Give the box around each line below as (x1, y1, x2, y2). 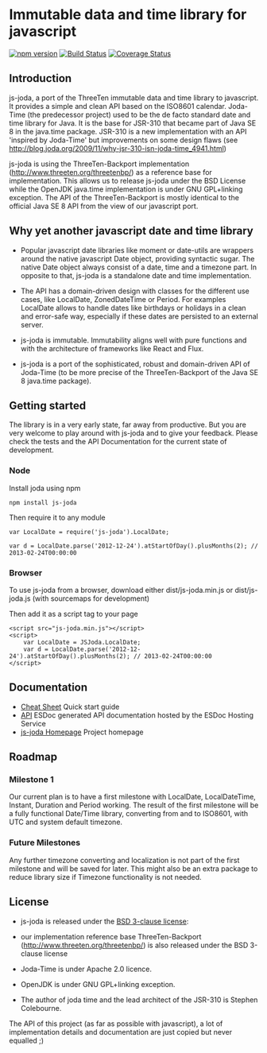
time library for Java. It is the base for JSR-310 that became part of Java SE (9, 118, 257, 128)
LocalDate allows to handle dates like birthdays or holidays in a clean (20, 303, 246, 312)
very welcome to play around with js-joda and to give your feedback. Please (9, 428, 258, 438)
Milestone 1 (9, 774, 54, 785)
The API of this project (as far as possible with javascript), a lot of (9, 1019, 223, 1028)
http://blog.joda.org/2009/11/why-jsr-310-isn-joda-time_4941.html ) (9, 143, 227, 153)
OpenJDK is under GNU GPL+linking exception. (20, 979, 176, 989)
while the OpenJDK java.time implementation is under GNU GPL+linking (9, 184, 243, 194)
